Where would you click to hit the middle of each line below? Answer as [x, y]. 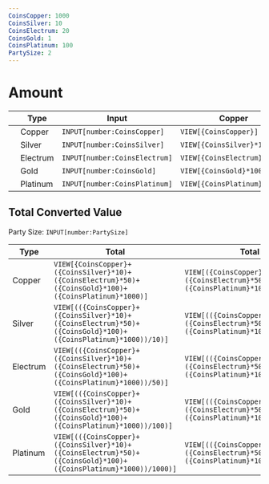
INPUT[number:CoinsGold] [108, 171]
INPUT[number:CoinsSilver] [113, 144]
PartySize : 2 [30, 53]
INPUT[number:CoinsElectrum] [117, 158]
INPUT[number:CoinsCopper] [113, 132]
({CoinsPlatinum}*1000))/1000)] [115, 469]
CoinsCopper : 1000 [39, 16]
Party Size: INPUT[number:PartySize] [68, 232]
